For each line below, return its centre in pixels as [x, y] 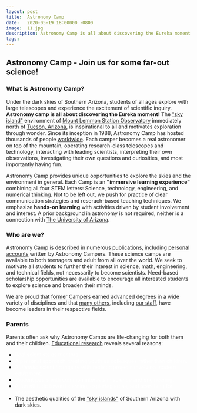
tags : [13, 39]
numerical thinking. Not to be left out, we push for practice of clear [87, 194]
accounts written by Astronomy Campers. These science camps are [89, 253]
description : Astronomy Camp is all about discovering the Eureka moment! [100, 34]
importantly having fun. [34, 164]
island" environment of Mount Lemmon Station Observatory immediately [94, 120]
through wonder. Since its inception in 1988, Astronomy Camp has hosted [95, 133]
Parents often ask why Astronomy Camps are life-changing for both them [95, 337]
